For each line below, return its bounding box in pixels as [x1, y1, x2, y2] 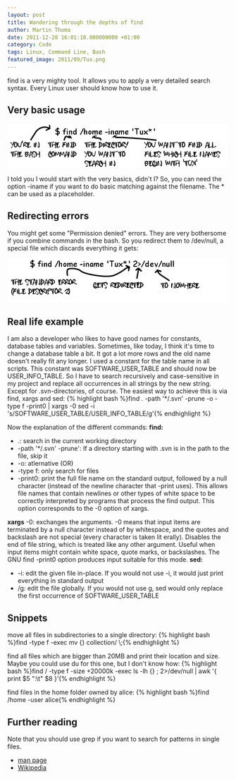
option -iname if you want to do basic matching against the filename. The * [7, 182, 225, 191]
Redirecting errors [7, 210, 89, 222]
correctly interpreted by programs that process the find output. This [17, 497, 215, 505]
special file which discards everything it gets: [7, 243, 139, 252]
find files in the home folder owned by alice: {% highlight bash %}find [7, 688, 209, 696]
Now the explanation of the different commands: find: [7, 423, 163, 432]
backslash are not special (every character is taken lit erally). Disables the [7, 533, 221, 541]
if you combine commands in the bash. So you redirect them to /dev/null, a [7, 236, 224, 245]
